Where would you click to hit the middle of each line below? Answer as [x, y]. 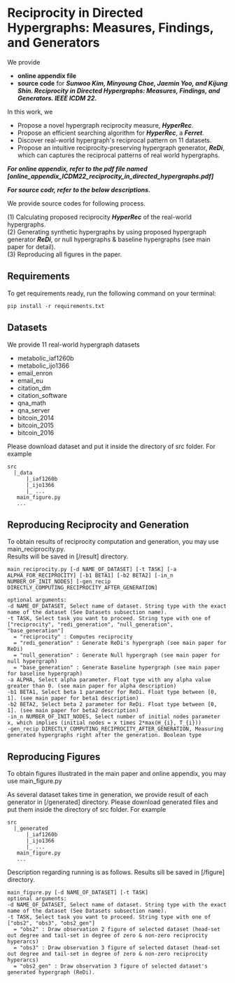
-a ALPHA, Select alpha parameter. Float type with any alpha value [109, 680]
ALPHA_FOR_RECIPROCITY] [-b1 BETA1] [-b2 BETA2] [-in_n [90, 576]
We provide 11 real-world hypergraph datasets [73, 345]
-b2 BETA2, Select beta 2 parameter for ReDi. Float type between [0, [112, 704]
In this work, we [30, 112]
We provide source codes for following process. [76, 203]
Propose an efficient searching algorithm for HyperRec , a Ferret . [111, 133]
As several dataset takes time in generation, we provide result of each [108, 795]
